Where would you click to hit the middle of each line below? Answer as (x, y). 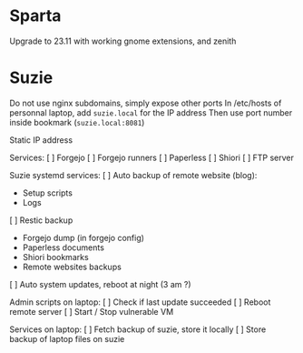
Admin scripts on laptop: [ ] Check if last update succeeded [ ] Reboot (140, 302)
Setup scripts (47, 193)
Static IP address (41, 140)
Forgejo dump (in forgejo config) (83, 237)
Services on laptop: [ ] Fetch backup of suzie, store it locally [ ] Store (138, 329)
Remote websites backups (72, 267)
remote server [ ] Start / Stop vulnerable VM (92, 311)
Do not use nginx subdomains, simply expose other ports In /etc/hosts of (146, 103)
